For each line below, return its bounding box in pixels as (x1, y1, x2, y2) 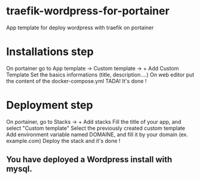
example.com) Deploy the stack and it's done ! (6, 137, 121, 144)
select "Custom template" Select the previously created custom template (6, 124, 186, 132)
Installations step (6, 45, 94, 59)
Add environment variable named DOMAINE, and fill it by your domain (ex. (6, 130, 188, 138)
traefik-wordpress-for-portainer (6, 4, 170, 18)
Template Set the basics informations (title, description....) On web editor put (6, 71, 195, 78)
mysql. (6, 164, 33, 174)
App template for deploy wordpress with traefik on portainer (6, 24, 154, 31)
